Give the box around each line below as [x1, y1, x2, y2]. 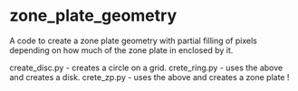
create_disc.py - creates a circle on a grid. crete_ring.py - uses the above [9, 62, 284, 73]
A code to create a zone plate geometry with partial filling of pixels [9, 35, 258, 46]
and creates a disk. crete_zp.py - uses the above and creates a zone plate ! [9, 71, 290, 82]
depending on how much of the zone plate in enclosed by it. [9, 44, 234, 55]
